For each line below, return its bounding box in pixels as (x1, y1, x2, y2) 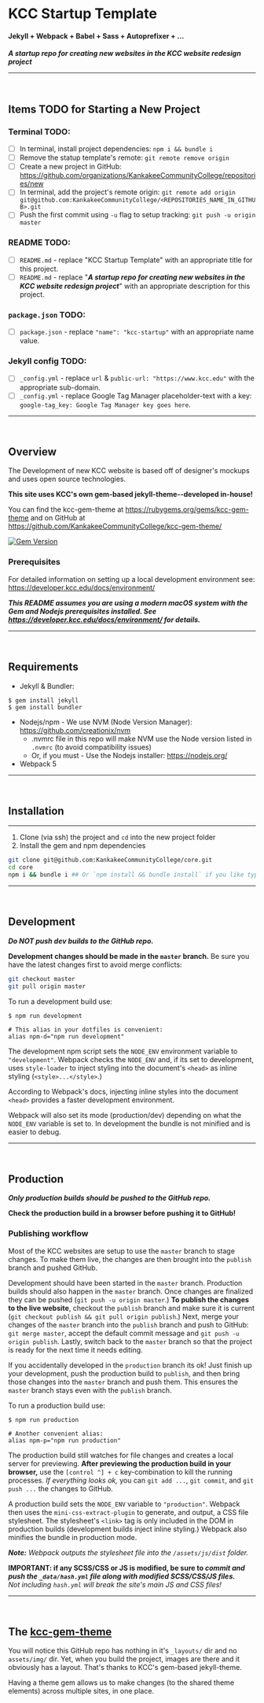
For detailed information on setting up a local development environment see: (8, 574, 255, 583)
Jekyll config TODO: (8, 356, 87, 367)
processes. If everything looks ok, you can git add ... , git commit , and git (8, 1475, 254, 1485)
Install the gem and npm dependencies (19, 841, 146, 850)
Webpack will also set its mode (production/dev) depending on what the (8, 1110, 242, 1120)
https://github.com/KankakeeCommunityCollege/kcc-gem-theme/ (8, 521, 222, 531)
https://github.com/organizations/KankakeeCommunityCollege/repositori (19, 171, 256, 180)
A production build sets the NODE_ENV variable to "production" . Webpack (8, 1499, 240, 1509)
